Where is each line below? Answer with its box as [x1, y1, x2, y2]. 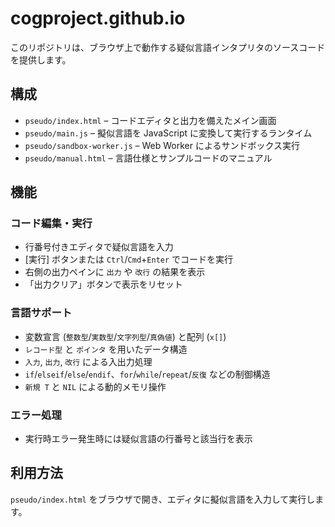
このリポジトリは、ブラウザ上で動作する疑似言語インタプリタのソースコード [10, 41, 326, 53]
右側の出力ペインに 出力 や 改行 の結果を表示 [24, 266, 206, 278]
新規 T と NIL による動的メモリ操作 [24, 380, 167, 392]
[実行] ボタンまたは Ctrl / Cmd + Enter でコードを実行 [24, 253, 234, 266]
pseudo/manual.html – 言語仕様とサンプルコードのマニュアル [24, 152, 273, 164]
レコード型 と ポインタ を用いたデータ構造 [24, 343, 188, 355]
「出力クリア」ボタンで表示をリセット [24, 278, 183, 291]
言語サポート [10, 306, 73, 320]
